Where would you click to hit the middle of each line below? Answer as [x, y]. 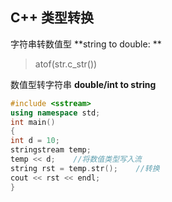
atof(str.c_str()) [66, 64]
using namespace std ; [55, 113]
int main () [33, 122]
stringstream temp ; [51, 150]
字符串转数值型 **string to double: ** [86, 44]
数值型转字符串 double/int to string [83, 84]
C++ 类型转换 [52, 18]
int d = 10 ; [35, 141]
